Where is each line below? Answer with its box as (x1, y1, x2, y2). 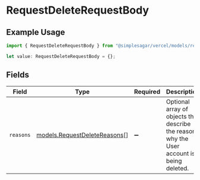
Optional (165, 97, 190, 105)
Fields (6, 70, 30, 80)
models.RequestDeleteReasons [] (36, 131, 129, 139)
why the (165, 134, 189, 143)
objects (165, 112, 187, 120)
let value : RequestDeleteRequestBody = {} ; (6, 53, 116, 59)
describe (165, 120, 191, 128)
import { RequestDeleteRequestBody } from (6, 43, 113, 49)
